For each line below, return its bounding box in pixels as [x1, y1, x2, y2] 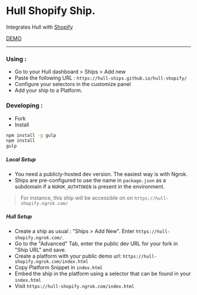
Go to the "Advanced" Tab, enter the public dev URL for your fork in [14, 240, 178, 247]
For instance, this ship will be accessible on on [20, 194, 133, 201]
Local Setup [6, 156, 36, 163]
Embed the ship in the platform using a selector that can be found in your [14, 270, 192, 277]
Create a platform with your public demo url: [14, 253, 122, 260]
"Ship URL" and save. [14, 246, 66, 253]
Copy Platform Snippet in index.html [14, 264, 103, 271]
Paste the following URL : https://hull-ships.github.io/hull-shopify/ [14, 74, 188, 81]
